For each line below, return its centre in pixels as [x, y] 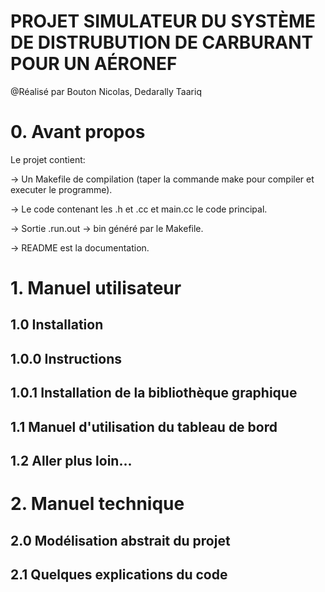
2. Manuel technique [97, 504]
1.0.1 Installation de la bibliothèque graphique [154, 393]
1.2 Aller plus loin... [71, 461]
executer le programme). [61, 189]
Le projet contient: [48, 159]
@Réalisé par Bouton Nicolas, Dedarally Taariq [106, 91]
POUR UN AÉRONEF [94, 64]
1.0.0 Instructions [66, 358]
